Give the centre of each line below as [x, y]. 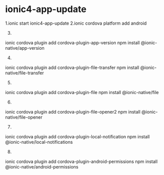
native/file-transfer [25, 73]
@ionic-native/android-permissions [42, 166]
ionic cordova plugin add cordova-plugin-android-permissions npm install [81, 161]
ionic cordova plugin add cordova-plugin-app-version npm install [72, 42]
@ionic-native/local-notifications [39, 142]
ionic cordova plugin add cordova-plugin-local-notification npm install [77, 136]
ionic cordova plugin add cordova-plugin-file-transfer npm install [72, 67]
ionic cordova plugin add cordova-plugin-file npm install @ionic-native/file [82, 92]
